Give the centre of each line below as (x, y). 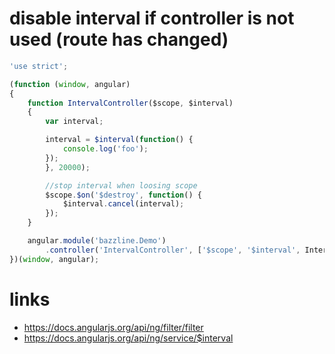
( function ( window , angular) (70, 84)
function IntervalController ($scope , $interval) (130, 103)
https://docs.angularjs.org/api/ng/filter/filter (113, 327)
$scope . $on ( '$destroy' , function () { (123, 195)
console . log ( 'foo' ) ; (105, 149)
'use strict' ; (39, 66)
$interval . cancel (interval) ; (123, 204)
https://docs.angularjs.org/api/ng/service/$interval (128, 338)
